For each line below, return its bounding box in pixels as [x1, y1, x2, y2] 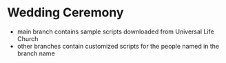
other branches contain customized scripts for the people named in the [17, 42, 220, 50]
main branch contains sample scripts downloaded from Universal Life [17, 27, 215, 36]
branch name [17, 49, 55, 58]
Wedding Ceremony [7, 5, 124, 21]
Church [17, 34, 39, 42]
